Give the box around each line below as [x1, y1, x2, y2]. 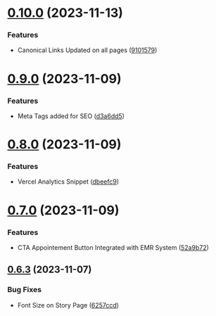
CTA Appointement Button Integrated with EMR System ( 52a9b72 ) [17, 243, 210, 251]
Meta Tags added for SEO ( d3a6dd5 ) [17, 111, 125, 120]
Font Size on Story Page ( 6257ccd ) [17, 301, 120, 309]
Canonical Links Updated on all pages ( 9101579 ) [17, 46, 158, 54]
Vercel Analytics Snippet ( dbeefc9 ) [17, 177, 120, 186]
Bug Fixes [7, 285, 42, 295]
